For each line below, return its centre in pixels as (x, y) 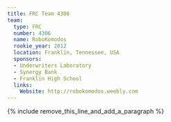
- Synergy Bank (35, 72)
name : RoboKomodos (40, 40)
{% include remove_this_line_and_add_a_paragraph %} (86, 112)
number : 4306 (32, 33)
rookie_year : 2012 (40, 46)
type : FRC (27, 26)
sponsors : (27, 59)
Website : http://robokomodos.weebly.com (79, 91)
